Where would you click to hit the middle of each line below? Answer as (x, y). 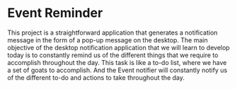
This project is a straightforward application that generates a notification (112, 32)
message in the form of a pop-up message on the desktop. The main (108, 40)
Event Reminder (55, 13)
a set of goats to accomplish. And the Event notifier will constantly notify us (117, 70)
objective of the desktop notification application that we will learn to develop (118, 47)
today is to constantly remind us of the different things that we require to (113, 55)
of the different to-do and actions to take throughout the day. (96, 77)
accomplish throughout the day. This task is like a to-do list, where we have (117, 62)
